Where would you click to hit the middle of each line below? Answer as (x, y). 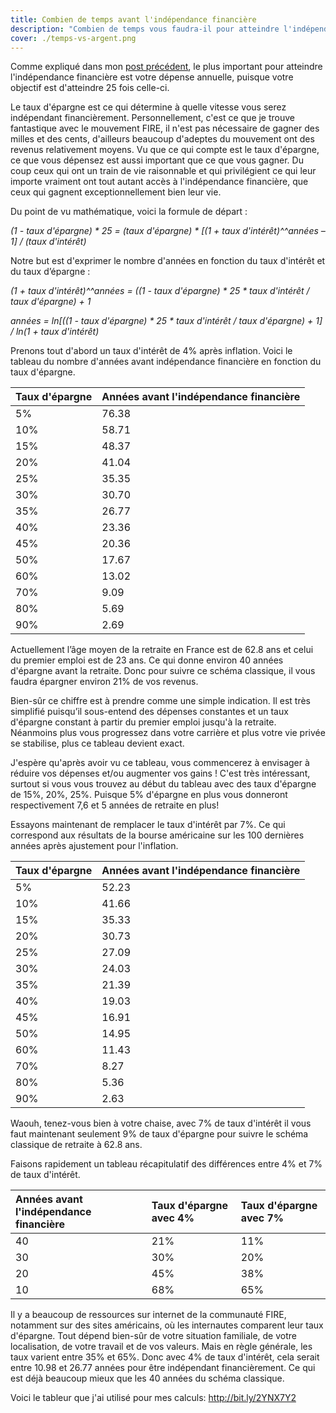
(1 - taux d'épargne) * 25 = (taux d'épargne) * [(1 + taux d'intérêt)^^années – (168, 231)
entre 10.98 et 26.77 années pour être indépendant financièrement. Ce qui (163, 1368)
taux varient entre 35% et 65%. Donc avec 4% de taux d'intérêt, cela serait (165, 1357)
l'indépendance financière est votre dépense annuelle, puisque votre (152, 77)
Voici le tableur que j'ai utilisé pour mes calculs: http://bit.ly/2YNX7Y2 (153, 1398)
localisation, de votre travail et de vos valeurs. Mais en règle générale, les (161, 1347)
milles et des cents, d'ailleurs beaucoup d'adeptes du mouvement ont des (162, 139)
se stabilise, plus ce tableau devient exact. (97, 743)
